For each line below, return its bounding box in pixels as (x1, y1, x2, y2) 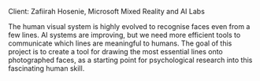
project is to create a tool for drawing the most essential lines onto (8, 47, 223, 56)
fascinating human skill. (8, 64, 85, 73)
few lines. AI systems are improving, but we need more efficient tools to (8, 31, 241, 39)
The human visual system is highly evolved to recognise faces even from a (8, 22, 251, 31)
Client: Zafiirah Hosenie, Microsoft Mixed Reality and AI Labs (8, 7, 205, 16)
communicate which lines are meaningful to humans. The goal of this (8, 39, 232, 48)
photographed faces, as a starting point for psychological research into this (8, 55, 253, 64)
